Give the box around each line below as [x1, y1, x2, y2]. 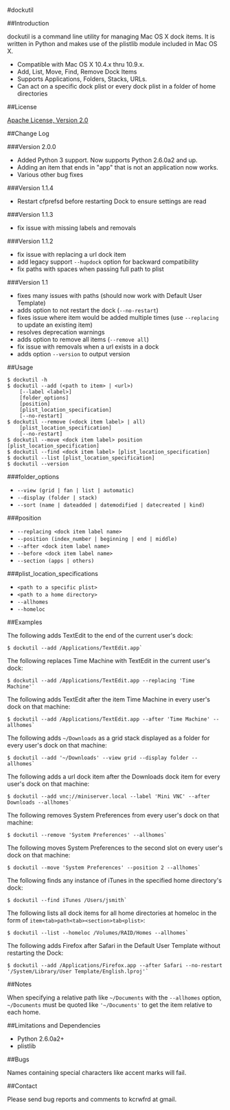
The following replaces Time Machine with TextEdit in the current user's [7, 657, 211, 664]
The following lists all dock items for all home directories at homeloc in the [7, 909, 217, 917]
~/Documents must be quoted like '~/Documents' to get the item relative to [7, 1001, 213, 1008]
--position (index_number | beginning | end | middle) [16, 535, 178, 542]
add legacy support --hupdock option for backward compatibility [16, 257, 199, 266]
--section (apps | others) [16, 557, 95, 564]
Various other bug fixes [16, 171, 84, 178]
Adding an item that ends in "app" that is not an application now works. [16, 163, 218, 171]
